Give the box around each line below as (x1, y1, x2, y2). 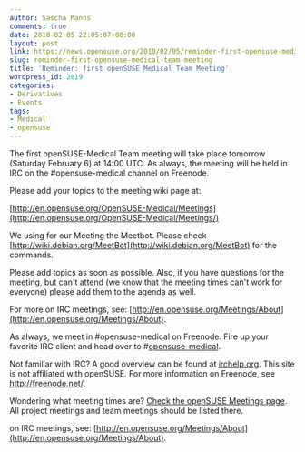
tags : (9, 106, 30, 116)
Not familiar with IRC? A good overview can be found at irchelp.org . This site (9, 358, 295, 369)
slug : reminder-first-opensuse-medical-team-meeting (9, 55, 213, 65)
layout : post (9, 38, 59, 48)
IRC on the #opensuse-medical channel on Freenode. (9, 167, 210, 178)
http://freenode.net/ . (9, 378, 86, 388)
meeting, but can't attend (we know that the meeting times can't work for (9, 276, 283, 287)
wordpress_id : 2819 (9, 73, 84, 82)
